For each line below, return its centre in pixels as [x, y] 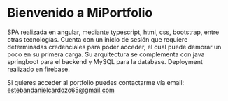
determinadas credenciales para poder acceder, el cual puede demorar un [114, 47]
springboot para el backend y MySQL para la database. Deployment [105, 61]
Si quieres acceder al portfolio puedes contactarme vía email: [96, 82]
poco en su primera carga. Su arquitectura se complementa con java [106, 54]
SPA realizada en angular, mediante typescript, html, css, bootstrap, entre [113, 32]
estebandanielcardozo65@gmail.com [61, 90]
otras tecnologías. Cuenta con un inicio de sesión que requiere [98, 39]
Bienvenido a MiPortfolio [80, 13]
